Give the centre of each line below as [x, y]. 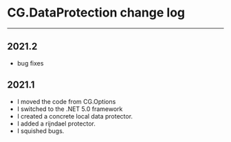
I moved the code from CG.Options [66, 101]
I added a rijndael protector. [56, 123]
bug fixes [30, 63]
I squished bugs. [41, 131]
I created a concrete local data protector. [75, 116]
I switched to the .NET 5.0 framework [70, 109]
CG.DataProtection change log [96, 13]
